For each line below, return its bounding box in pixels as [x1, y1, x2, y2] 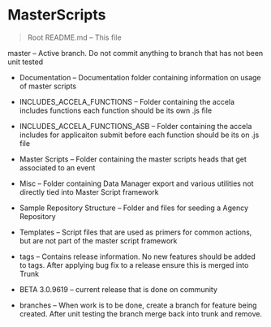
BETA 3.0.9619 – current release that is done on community [19, 284, 218, 294]
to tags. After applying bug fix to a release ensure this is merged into [19, 260, 249, 269]
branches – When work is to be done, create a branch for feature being [19, 300, 257, 310]
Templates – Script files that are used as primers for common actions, [19, 227, 252, 237]
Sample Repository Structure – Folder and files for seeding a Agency [19, 203, 249, 213]
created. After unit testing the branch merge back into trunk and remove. [19, 308, 263, 318]
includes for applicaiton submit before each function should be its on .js [19, 130, 260, 140]
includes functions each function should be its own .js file [19, 105, 213, 115]
